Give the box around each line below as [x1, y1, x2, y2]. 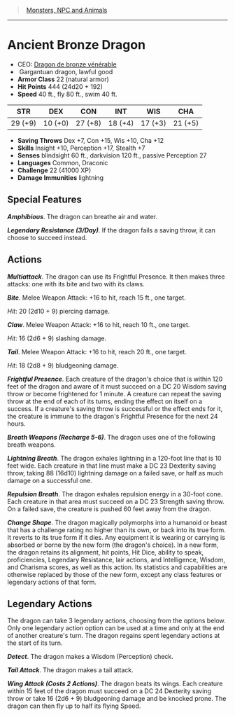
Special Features [7, 194, 83, 206]
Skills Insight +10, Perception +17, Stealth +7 [17, 144, 145, 152]
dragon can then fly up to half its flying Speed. [7, 702, 141, 710]
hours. [7, 419, 26, 428]
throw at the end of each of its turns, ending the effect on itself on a [7, 397, 203, 405]
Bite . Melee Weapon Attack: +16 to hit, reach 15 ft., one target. [7, 293, 187, 302]
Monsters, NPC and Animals [26, 6, 108, 14]
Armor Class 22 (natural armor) [17, 75, 110, 83]
